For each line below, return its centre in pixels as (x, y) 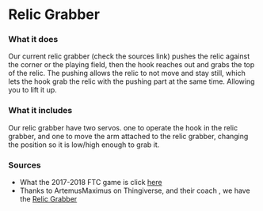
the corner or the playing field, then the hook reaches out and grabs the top (131, 65)
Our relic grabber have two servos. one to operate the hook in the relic (123, 127)
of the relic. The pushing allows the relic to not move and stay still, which (127, 73)
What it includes (40, 111)
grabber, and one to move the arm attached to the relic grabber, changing (128, 136)
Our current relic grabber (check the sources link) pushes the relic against (129, 56)
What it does (33, 40)
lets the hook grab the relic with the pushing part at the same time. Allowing (131, 81)
